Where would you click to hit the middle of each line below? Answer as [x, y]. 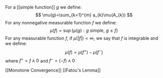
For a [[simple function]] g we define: [43, 7]
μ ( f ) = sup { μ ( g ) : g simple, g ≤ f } [84, 30]
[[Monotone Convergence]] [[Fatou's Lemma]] [53, 70]
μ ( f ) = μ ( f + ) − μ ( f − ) [84, 52]
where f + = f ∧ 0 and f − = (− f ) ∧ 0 [40, 60]
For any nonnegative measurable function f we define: [61, 23]
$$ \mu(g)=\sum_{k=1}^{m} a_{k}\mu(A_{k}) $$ [84, 15]
